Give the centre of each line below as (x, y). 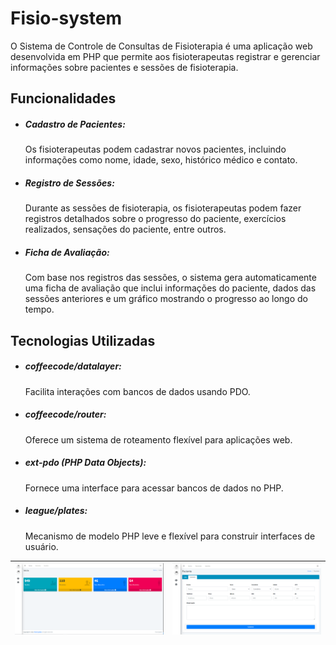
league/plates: (56, 511)
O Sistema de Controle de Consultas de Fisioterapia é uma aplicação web (161, 46)
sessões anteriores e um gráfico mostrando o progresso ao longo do (166, 299)
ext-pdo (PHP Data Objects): (85, 463)
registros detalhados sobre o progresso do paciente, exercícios (155, 219)
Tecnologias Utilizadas (83, 340)
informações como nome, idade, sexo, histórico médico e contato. (161, 160)
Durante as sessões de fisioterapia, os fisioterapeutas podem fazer (163, 208)
